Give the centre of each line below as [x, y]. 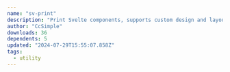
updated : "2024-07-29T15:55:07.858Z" [61, 45]
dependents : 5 [27, 39]
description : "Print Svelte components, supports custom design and [107, 20]
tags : [15, 52]
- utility [27, 58]
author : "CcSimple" [35, 26]
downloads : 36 [27, 33]
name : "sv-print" [32, 13]
